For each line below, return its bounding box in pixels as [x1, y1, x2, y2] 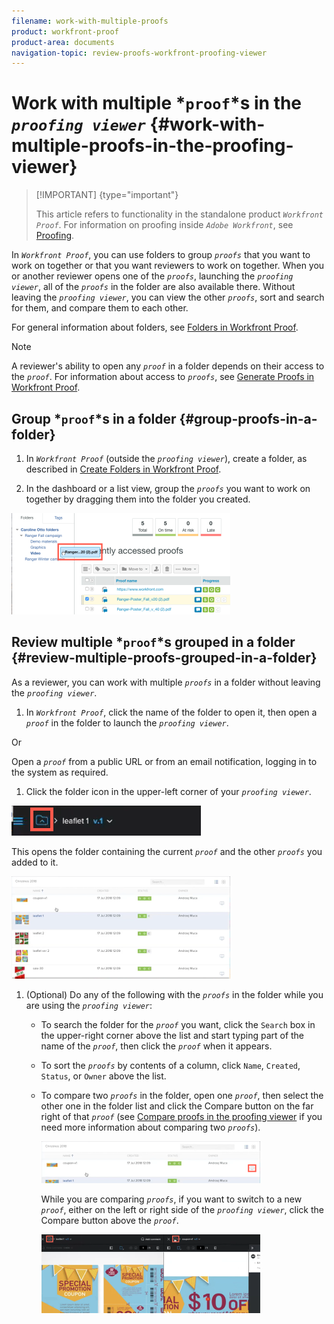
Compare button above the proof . [40, 1214, 179, 1226]
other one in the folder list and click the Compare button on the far [40, 1100, 314, 1112]
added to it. [11, 856, 59, 868]
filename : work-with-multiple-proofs [11, 16, 169, 26]
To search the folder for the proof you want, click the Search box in [40, 1018, 316, 1030]
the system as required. [11, 766, 109, 778]
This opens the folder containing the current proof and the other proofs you [11, 845, 323, 857]
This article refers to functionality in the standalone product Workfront [35, 208, 324, 220]
